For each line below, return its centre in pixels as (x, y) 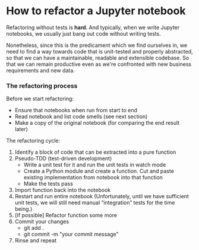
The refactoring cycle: (33, 141)
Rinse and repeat (36, 240)
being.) (23, 209)
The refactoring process (42, 86)
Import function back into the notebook (63, 190)
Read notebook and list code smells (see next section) (81, 116)
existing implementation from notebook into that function (93, 178)
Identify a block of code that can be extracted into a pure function (95, 152)
